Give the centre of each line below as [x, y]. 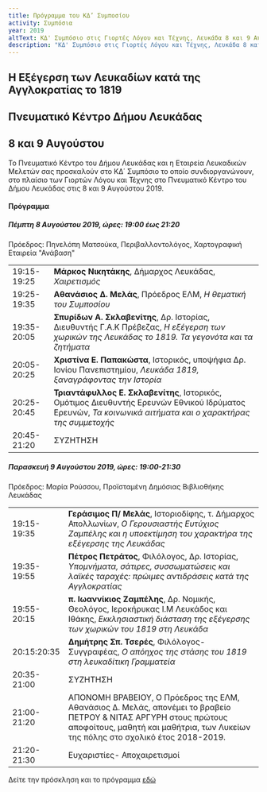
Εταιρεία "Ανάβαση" [42, 253]
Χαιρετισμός [77, 281]
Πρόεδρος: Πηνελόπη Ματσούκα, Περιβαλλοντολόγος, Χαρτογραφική [125, 245]
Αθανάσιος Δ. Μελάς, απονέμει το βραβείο [149, 708]
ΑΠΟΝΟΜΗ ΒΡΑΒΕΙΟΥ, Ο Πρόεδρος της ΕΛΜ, [154, 697]
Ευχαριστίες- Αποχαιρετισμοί [124, 755]
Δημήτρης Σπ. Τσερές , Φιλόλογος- [137, 642]
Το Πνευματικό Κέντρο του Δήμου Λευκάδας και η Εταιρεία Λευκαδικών [128, 163]
